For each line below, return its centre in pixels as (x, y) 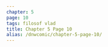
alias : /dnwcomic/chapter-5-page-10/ (54, 35)
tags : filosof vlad (31, 23)
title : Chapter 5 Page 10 (39, 29)
